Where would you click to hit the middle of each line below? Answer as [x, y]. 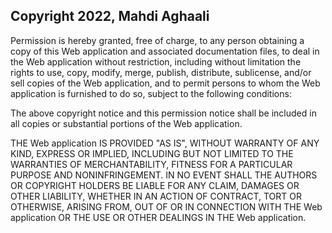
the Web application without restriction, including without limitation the [156, 61]
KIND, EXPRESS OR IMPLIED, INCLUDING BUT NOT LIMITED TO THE [152, 153]
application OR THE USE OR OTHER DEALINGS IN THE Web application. [158, 217]
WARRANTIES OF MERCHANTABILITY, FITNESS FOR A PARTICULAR [151, 164]
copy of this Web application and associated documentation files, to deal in [165, 51]
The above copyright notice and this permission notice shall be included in [163, 113]
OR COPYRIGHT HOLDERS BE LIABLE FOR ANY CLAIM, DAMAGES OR [155, 185]
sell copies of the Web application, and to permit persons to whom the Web [165, 83]
